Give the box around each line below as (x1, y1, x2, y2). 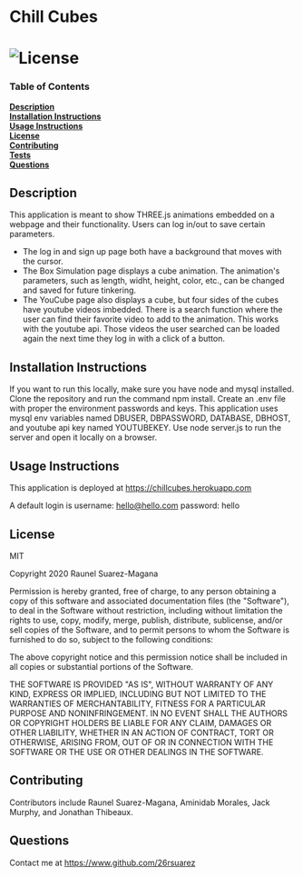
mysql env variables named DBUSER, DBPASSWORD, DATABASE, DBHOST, (9, 413, 291, 424)
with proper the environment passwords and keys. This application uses (9, 403, 279, 414)
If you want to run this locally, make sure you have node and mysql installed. (9, 384, 295, 394)
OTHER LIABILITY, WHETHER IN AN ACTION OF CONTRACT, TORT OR (9, 727, 274, 738)
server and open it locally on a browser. (9, 432, 157, 443)
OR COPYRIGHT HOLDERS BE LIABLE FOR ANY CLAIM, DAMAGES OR (9, 717, 272, 728)
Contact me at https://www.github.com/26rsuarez (9, 857, 196, 868)
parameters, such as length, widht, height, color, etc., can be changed (22, 275, 285, 286)
